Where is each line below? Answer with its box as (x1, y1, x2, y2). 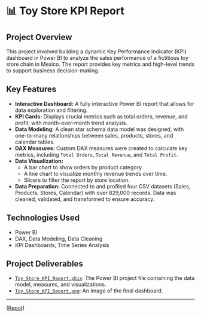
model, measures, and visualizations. (14, 281, 106, 288)
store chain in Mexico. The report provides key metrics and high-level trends (6, 60, 195, 68)
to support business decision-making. (6, 67, 100, 74)
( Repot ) (6, 304, 25, 312)
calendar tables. (14, 138, 55, 145)
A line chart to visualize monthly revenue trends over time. (23, 170, 167, 177)
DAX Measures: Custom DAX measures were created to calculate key (14, 144, 188, 152)
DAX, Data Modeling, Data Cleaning (14, 235, 103, 242)
